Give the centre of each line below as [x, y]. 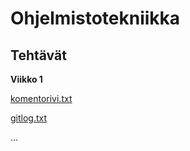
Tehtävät [38, 55]
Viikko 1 [26, 79]
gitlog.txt [29, 118]
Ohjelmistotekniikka [95, 18]
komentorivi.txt [41, 98]
